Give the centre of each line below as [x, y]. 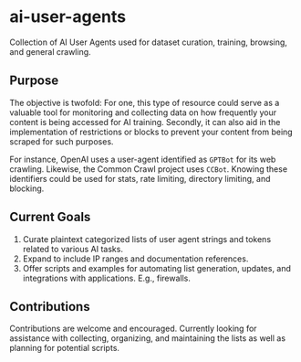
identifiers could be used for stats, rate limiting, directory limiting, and [140, 178]
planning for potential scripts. [65, 348]
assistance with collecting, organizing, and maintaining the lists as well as [147, 338]
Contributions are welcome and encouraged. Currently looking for [133, 329]
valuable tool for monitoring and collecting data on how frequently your [143, 112]
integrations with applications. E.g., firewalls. [107, 278]
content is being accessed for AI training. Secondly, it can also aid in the [145, 122]
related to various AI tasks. [73, 249]
